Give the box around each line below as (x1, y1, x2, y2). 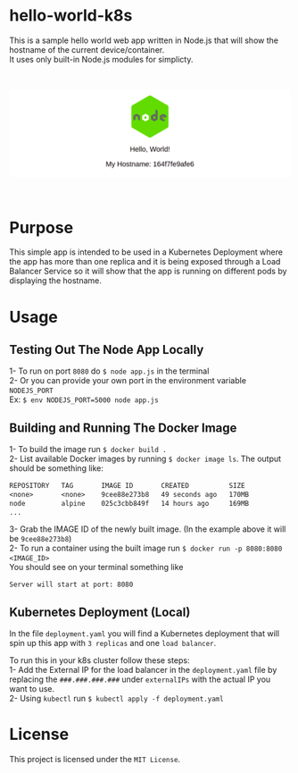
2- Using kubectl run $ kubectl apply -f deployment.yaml (9, 693, 225, 703)
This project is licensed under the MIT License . (9, 753, 181, 764)
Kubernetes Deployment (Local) (9, 604, 191, 619)
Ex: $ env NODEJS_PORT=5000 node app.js (9, 394, 159, 405)
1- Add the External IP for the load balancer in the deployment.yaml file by (9, 665, 277, 675)
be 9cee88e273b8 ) (9, 534, 72, 544)
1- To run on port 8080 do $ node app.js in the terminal (9, 365, 210, 376)
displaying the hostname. (9, 275, 103, 286)
